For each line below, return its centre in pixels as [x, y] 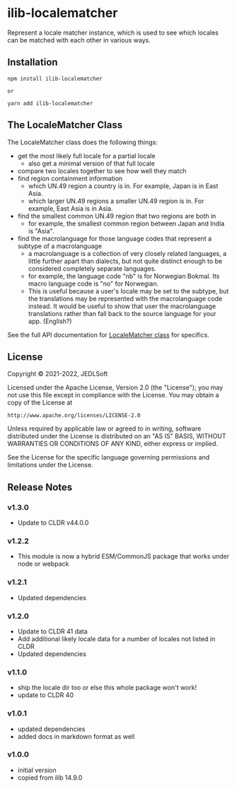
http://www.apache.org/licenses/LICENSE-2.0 [74, 416]
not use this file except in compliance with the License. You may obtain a [113, 395]
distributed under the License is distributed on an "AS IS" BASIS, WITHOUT [117, 436]
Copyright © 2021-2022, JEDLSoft [58, 374]
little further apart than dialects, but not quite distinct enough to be [125, 261]
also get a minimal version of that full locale [92, 163]
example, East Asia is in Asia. [70, 208]
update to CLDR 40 [46, 695]
